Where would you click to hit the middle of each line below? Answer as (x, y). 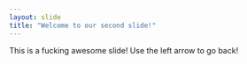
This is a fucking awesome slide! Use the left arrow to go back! (124, 50)
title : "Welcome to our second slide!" (83, 25)
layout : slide (35, 17)
